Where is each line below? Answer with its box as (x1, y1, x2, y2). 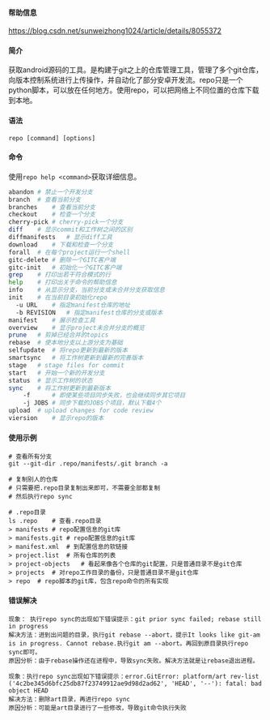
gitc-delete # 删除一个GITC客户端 (8, 255, 116, 264)
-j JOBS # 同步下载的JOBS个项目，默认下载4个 (23, 399, 162, 407)
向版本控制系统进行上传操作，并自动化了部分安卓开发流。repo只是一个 (8, 75, 244, 85)
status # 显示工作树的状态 (8, 376, 93, 384)
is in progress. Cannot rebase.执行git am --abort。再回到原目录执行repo (8, 640, 249, 648)
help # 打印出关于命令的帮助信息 (8, 278, 117, 287)
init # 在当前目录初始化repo (8, 294, 108, 302)
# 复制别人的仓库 (8, 475, 58, 484)
